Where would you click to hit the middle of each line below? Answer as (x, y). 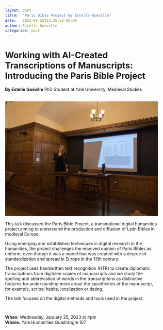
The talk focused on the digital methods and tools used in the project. (74, 298)
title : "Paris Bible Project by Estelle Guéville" (58, 15)
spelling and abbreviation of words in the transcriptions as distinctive (74, 279)
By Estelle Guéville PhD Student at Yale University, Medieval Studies (73, 89)
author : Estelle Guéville (31, 26)
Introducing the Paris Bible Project (75, 76)
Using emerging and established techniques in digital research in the (73, 244)
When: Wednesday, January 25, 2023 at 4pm (51, 317)
